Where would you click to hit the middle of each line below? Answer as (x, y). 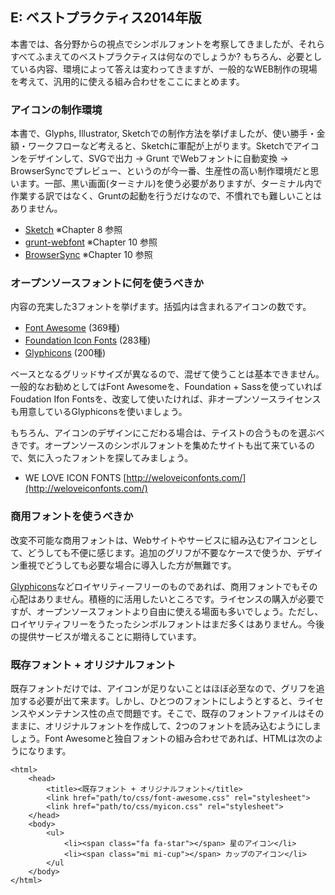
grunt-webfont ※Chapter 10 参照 (91, 242)
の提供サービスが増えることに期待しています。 (106, 636)
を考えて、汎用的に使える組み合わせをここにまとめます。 (127, 81)
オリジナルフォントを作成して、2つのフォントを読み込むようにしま (183, 726)
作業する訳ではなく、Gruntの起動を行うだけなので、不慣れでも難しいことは (166, 196)
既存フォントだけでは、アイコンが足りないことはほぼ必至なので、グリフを (163, 688)
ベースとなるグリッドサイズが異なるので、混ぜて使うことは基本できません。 (167, 374)
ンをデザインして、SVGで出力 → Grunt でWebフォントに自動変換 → (149, 159)
